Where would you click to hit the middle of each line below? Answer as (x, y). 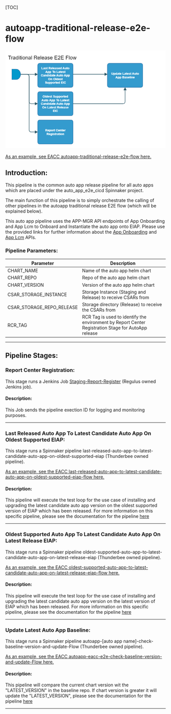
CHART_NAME (23, 271)
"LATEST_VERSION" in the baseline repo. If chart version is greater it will (81, 690)
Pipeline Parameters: (32, 250)
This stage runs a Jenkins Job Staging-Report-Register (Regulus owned (81, 381)
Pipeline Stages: (32, 355)
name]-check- (138, 641)
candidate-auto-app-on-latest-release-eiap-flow (56, 572)
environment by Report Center (114, 323)
